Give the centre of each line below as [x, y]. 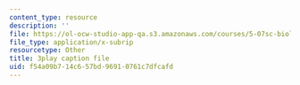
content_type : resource [54, 17]
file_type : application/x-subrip [71, 42]
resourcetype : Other [48, 50]
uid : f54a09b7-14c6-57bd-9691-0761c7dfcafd [92, 67]
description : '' [39, 26]
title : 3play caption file [59, 58]
